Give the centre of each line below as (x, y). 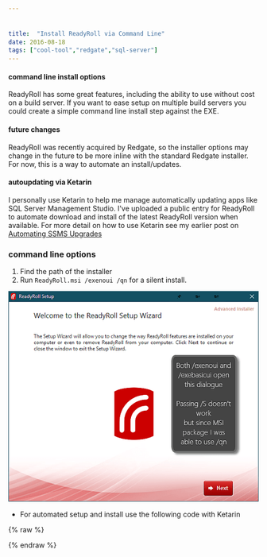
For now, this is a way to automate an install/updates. (95, 164)
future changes (34, 129)
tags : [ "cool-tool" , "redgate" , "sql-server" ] (83, 50)
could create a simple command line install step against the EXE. (114, 111)
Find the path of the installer (66, 272)
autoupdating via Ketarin (50, 182)
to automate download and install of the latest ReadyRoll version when (123, 217)
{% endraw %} (33, 545)
